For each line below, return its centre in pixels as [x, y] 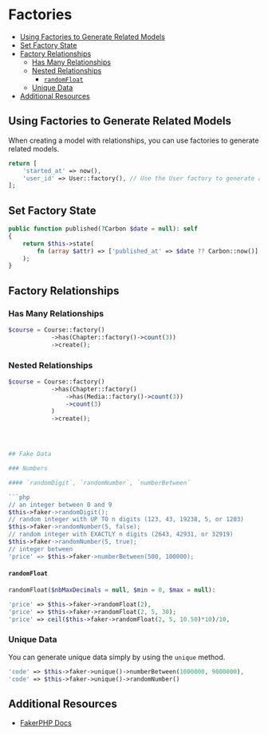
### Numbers [28, 469]
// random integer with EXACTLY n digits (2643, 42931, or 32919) [121, 535]
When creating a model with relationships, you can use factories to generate [134, 140]
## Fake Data [30, 454]
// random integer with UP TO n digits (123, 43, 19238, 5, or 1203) [126, 520]
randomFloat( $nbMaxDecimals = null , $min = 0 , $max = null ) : [112, 590]
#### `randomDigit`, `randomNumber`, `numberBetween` [100, 483]
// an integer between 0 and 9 [60, 505]
